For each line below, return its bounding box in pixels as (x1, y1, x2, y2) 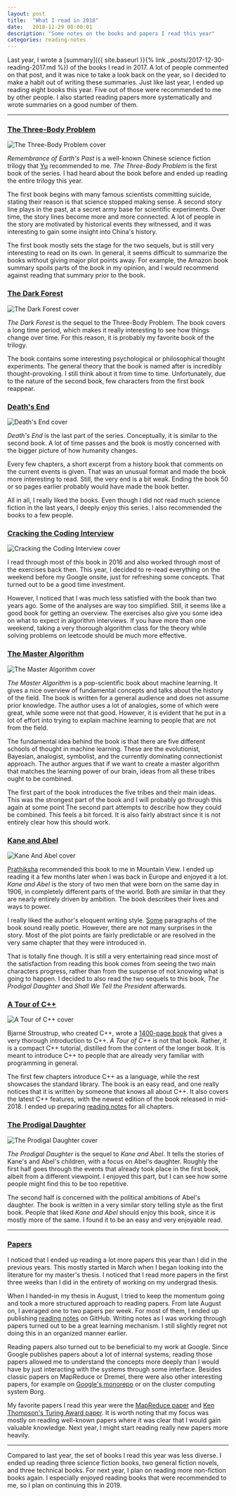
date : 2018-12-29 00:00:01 (7, 23, 93, 30)
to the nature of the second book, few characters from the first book (7, 377, 205, 385)
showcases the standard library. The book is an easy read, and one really (7, 1080, 219, 1088)
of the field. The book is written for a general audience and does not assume (7, 693, 229, 702)
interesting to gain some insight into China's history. (7, 228, 158, 236)
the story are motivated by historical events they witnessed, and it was (7, 220, 211, 228)
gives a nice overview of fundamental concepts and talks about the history (7, 686, 223, 695)
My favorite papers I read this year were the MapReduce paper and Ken (7, 1400, 215, 1410)
